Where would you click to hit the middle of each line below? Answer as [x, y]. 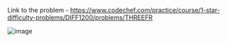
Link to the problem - [38, 10]
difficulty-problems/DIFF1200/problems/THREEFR [80, 17]
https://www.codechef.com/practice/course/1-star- [145, 10]
